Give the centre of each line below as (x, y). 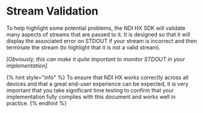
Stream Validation (52, 11)
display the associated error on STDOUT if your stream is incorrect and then (102, 41)
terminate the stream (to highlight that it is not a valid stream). (84, 47)
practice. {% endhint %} (36, 103)
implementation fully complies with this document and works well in (91, 97)
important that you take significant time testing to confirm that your (90, 90)
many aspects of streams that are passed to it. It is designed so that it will (98, 34)
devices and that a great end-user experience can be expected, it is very (98, 84)
